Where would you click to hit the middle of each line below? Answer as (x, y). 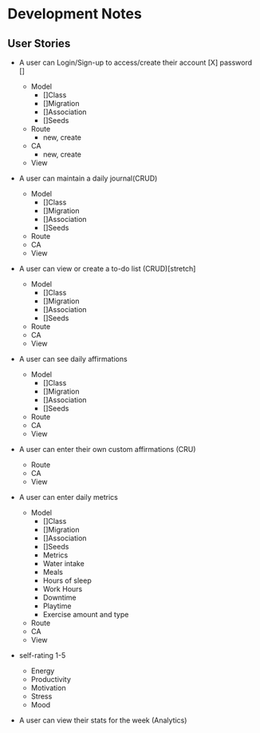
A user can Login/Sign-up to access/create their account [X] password (136, 62)
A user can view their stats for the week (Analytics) (103, 720)
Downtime (59, 597)
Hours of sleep (67, 580)
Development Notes (75, 14)
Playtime (57, 606)
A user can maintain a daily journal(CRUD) (88, 178)
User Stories (39, 44)
